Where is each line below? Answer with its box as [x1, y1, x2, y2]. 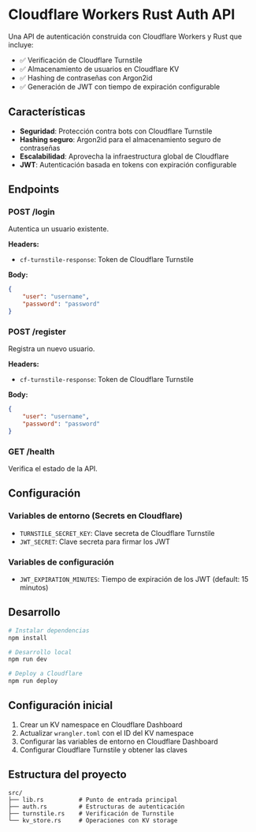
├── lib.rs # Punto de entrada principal [8, 796, 178, 804]
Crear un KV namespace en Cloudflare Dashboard [19, 720, 183, 729]
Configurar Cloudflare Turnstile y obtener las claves [19, 744, 187, 755]
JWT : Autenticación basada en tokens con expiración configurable [19, 159, 237, 169]
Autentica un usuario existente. [8, 224, 109, 234]
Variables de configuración [8, 557, 114, 568]
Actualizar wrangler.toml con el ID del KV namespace [19, 728, 195, 737]
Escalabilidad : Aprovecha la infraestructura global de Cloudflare [19, 152, 229, 161]
